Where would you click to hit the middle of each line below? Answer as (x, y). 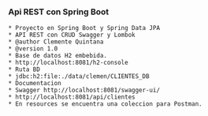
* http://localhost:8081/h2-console (68, 63)
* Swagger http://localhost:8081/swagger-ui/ (84, 90)
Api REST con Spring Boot (59, 12)
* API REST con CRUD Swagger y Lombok (72, 35)
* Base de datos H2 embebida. (58, 56)
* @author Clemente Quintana (56, 42)
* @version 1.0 (33, 49)
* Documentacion (35, 84)
